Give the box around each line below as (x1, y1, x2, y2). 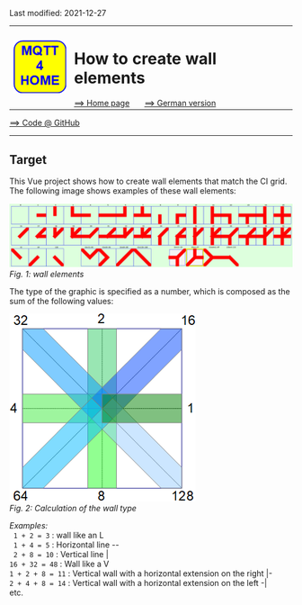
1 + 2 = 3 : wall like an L (13, 529, 104, 540)
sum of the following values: (9, 295, 114, 306)
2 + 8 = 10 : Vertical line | (13, 548, 110, 559)
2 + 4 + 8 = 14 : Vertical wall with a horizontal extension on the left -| (9, 577, 268, 588)
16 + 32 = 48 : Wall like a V (9, 558, 110, 569)
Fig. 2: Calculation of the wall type (9, 502, 138, 513)
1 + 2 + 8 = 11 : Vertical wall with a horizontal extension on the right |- (9, 567, 272, 579)
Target (9, 152, 48, 167)
